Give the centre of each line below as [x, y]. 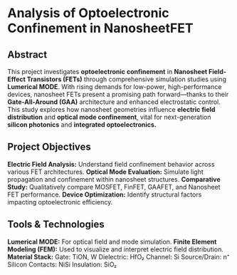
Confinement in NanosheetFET [100, 28]
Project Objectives [49, 147]
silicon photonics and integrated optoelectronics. [82, 125]
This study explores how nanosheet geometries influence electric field [111, 109]
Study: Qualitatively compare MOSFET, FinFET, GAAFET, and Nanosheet [114, 187]
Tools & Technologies [56, 225]
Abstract [27, 55]
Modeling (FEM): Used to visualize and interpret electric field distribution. [116, 249]
